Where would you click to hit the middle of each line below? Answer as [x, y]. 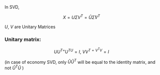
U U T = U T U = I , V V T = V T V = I [81, 51]
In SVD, [12, 7]
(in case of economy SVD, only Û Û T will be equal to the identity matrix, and [80, 61]
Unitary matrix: [23, 39]
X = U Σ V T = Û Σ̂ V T [81, 17]
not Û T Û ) [14, 67]
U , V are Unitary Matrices [30, 27]
